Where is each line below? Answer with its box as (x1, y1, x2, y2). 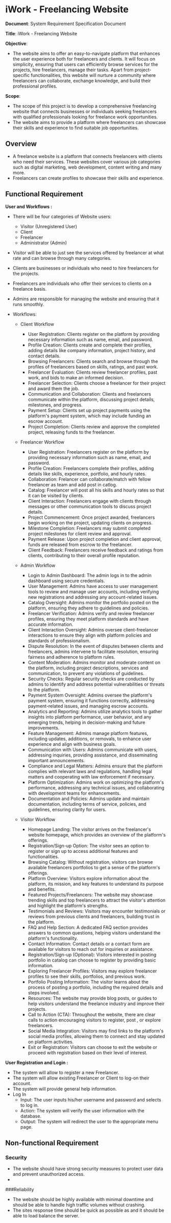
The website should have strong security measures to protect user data (12, 1166, 163, 1172)
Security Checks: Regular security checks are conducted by (28, 676, 155, 682)
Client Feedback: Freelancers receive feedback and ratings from (28, 547, 163, 553)
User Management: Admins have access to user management (28, 583, 158, 589)
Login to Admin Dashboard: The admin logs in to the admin (28, 572, 152, 578)
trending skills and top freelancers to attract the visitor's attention (28, 897, 166, 903)
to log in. (20, 1102, 39, 1108)
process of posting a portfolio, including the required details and (28, 984, 163, 990)
